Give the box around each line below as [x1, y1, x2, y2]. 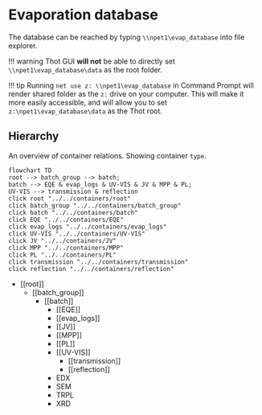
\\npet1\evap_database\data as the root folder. [8, 64, 163, 74]
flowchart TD [8, 166, 52, 175]
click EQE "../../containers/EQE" [8, 216, 125, 224]
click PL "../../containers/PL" [8, 251, 117, 259]
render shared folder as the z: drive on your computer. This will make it [8, 88, 244, 98]
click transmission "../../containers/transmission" [8, 257, 189, 266]
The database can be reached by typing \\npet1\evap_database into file [8, 32, 245, 42]
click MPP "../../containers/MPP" [8, 244, 125, 252]
